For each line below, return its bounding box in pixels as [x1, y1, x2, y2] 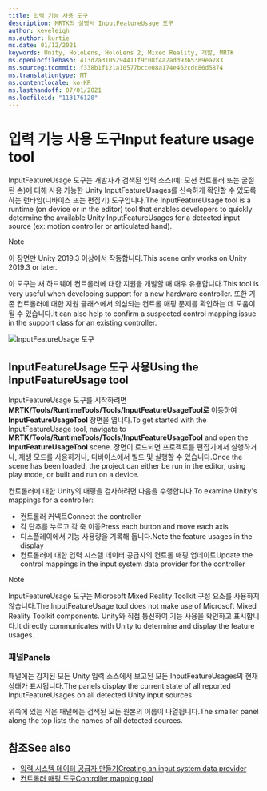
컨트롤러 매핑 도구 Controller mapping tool [19, 773, 153, 784]
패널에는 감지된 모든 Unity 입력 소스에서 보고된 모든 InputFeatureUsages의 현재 [8, 671, 258, 681]
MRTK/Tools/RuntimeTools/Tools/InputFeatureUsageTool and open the [8, 433, 249, 442]
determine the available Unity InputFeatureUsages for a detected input [8, 213, 241, 222]
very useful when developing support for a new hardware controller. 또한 [8, 289, 248, 298]
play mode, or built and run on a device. [8, 469, 140, 479]
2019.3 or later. [8, 262, 58, 272]
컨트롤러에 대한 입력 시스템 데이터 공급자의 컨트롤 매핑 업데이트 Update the [19, 550, 253, 560]
